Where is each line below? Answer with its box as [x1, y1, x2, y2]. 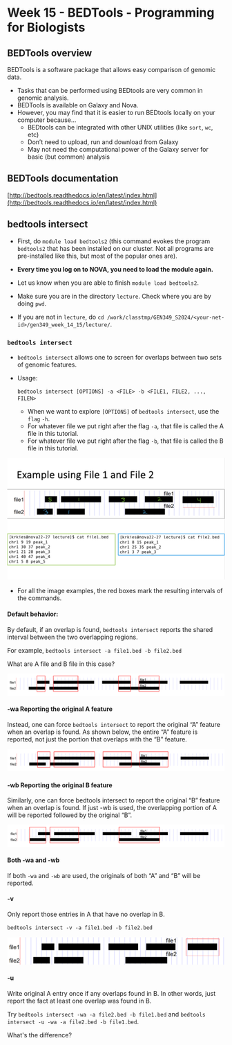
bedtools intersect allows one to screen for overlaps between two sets [17, 353, 222, 361]
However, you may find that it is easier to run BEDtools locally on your [17, 109, 215, 116]
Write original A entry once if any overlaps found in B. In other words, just [7, 989, 216, 997]
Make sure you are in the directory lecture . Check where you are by [17, 292, 212, 300]
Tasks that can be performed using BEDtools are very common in [17, 87, 203, 94]
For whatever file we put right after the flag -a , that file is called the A [27, 421, 224, 430]
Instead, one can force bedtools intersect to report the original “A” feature [7, 721, 221, 729]
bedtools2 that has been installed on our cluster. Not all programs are [17, 244, 214, 252]
